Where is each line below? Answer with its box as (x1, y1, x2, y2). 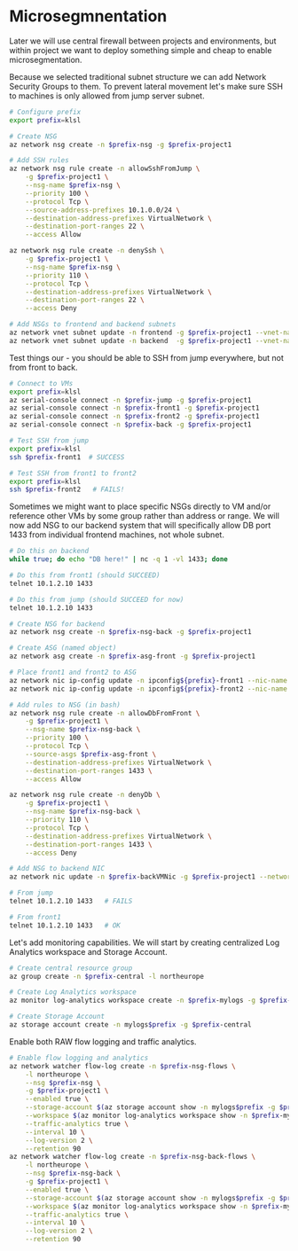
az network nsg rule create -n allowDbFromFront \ (9, 708, 200, 717)
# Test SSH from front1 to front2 (9, 468, 137, 478)
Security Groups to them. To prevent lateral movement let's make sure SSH (9, 81, 284, 91)
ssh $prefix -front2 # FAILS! (9, 485, 125, 494)
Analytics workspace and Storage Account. (9, 946, 168, 957)
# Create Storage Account (9, 1013, 105, 1021)
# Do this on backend (9, 547, 90, 556)
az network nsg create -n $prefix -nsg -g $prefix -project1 (9, 140, 232, 149)
